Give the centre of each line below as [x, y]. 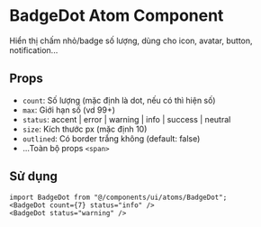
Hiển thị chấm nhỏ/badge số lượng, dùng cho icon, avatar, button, [131, 41]
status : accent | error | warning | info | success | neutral [126, 119]
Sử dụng [34, 177]
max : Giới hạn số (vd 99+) [68, 110]
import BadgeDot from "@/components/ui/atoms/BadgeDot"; [118, 197]
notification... [34, 50]
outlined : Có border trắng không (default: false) [111, 138]
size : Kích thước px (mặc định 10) [85, 129]
